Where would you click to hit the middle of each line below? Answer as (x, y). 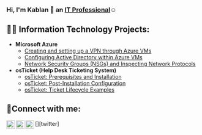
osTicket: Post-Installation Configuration (75, 83)
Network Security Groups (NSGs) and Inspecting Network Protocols (110, 64)
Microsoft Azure (36, 44)
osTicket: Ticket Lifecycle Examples (69, 89)
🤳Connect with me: (43, 109)
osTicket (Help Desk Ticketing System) (66, 70)
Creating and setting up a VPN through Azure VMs (88, 51)
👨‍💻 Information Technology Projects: (78, 30)
